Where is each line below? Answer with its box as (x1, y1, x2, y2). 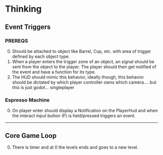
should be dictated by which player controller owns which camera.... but (12, 79, 157, 85)
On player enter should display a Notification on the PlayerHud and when (12, 108, 158, 114)
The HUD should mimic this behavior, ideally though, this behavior (12, 74, 145, 80)
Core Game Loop (5, 131, 57, 139)
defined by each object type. (12, 53, 70, 59)
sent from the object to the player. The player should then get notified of (12, 64, 157, 69)
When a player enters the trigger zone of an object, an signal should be (12, 58, 154, 64)
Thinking (5, 3, 42, 15)
